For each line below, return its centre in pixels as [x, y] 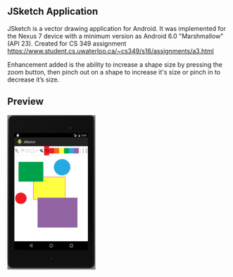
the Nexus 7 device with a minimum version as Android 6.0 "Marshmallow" [115, 36]
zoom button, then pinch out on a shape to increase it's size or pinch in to [114, 72]
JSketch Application [53, 12]
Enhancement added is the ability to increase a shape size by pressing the [115, 64]
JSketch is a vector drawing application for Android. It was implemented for [117, 28]
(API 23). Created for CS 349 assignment [67, 43]
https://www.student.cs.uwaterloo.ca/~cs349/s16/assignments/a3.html [111, 51]
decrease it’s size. [33, 79]
